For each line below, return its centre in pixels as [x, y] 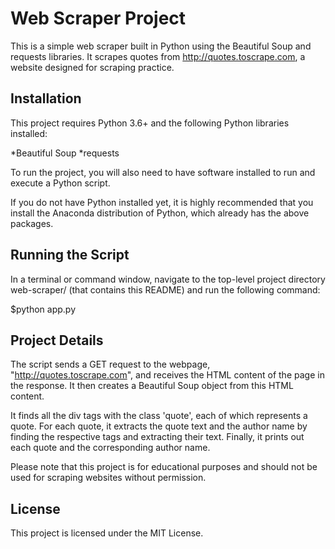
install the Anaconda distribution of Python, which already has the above [160, 213]
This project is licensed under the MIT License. [107, 533]
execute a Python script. [60, 183]
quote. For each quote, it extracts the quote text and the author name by [159, 426]
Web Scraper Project [98, 18]
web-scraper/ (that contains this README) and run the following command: [165, 289]
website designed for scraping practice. [92, 67]
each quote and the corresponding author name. [110, 448]
